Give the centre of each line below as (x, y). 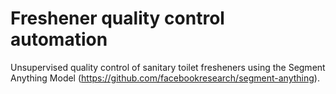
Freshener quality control (117, 18)
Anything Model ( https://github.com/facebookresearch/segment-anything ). (165, 78)
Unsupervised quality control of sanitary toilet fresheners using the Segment (168, 67)
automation (59, 39)
